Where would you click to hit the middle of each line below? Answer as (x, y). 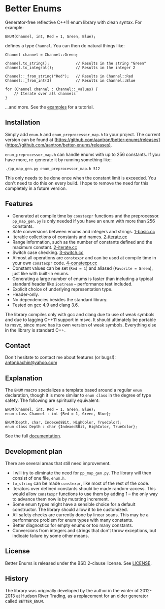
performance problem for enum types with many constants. (73, 520)
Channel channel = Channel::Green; (42, 55)
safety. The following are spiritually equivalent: (52, 400)
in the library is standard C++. (35, 330)
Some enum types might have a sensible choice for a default (74, 504)
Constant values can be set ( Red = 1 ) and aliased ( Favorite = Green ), (82, 268)
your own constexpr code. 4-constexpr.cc (55, 263)
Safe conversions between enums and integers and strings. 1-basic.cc (83, 231)
